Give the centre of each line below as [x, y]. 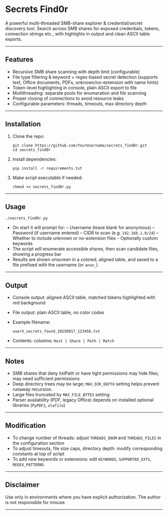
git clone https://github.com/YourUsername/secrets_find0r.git [80, 145]
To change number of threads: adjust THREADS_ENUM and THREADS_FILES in [87, 438]
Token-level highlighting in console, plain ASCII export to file [74, 88]
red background [29, 303]
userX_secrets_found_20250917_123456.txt [56, 331]
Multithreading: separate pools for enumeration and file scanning [79, 93]
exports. [14, 39]
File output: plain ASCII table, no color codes [58, 312]
